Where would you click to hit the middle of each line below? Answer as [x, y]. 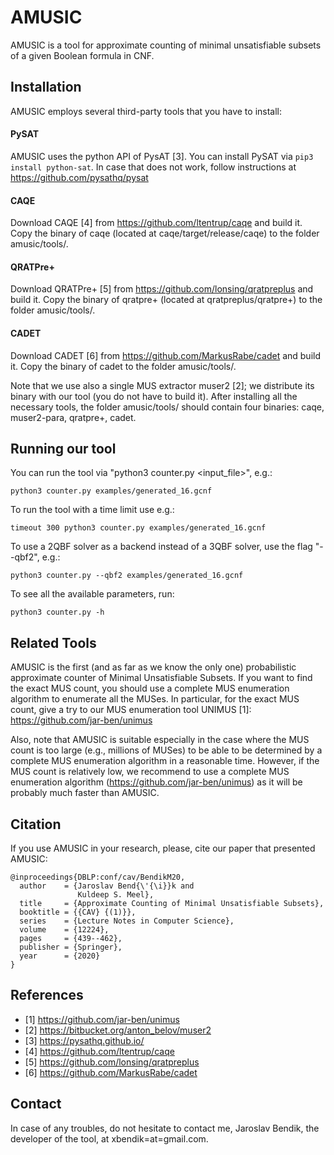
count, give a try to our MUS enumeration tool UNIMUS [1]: [131, 710]
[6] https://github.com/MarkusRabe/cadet [111, 1072]
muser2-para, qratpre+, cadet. [73, 417]
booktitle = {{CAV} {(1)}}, [78, 912]
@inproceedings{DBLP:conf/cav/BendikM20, [98, 877]
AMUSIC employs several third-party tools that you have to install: [146, 111]
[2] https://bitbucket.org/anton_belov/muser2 [118, 1030]
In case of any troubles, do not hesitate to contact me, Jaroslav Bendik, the [165, 1128]
